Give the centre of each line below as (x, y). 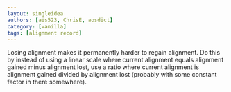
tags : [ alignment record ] (44, 33)
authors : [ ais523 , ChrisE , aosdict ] (60, 20)
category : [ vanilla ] (37, 26)
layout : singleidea (35, 13)
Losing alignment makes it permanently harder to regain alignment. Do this (114, 53)
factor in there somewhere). (47, 82)
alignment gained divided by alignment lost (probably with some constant (112, 75)
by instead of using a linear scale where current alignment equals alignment (115, 60)
